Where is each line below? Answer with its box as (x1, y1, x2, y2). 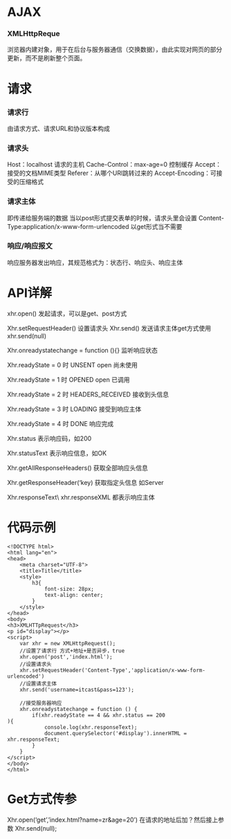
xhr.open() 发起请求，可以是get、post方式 (7, 309, 127, 317)
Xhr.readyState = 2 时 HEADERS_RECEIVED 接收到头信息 (7, 390, 169, 398)
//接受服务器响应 (19, 699, 62, 706)
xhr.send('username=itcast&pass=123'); (19, 686, 135, 693)
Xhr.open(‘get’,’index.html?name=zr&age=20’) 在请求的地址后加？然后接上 (7, 815, 219, 824)
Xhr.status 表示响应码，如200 (7, 434, 92, 443)
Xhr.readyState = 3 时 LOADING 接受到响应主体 (7, 405, 142, 413)
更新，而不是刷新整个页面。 (7, 54, 86, 62)
